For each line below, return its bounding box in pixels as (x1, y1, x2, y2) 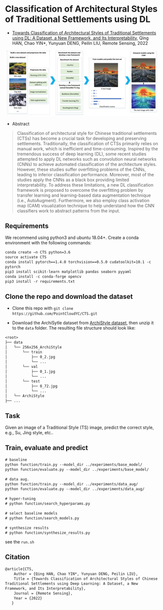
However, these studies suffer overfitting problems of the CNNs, (17, 166, 146, 172)
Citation (5, 553, 30, 561)
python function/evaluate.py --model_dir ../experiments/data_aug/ (5, 486, 145, 491)
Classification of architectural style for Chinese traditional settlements (17, 130, 157, 136)
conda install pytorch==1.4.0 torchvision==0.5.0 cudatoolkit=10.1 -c (5, 259, 151, 265)
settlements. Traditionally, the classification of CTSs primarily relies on (17, 140, 158, 147)
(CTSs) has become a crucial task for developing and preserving (17, 135, 147, 141)
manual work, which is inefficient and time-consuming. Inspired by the (17, 146, 158, 151)
